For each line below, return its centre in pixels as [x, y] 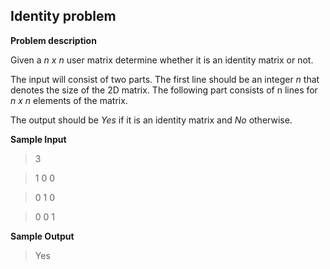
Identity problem [63, 16]
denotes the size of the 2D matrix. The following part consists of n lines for [164, 90]
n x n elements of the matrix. [69, 100]
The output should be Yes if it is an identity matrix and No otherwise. [151, 120]
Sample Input [38, 139]
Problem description [53, 40]
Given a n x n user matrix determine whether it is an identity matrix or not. [162, 60]
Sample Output [42, 236]
